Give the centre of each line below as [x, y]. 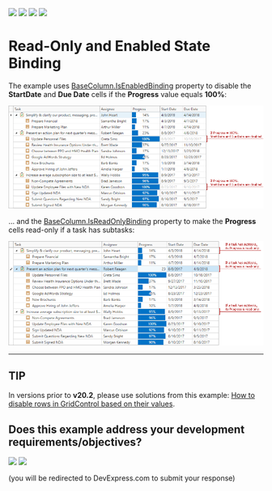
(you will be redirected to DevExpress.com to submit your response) [122, 478]
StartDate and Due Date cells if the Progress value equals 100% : [117, 94]
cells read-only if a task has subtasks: [72, 230]
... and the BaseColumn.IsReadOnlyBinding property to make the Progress [132, 221]
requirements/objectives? [75, 442]
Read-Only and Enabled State [109, 47]
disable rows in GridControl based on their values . [92, 404]
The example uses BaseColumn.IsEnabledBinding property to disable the [130, 86]
